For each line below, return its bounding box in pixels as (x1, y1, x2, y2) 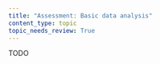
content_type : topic (8, 19, 78, 27)
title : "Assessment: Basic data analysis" (8, 11, 153, 20)
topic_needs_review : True (8, 26, 95, 34)
